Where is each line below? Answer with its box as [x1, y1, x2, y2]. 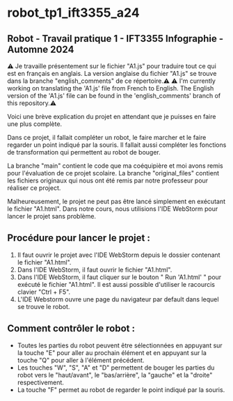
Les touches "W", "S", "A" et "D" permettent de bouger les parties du [17, 363, 215, 372]
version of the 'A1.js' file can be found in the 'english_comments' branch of [7, 92, 221, 100]
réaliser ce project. [7, 184, 61, 192]
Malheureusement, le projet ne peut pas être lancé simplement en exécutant [7, 197, 226, 205]
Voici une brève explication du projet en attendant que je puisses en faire [7, 113, 216, 120]
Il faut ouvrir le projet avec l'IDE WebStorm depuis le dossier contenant [17, 251, 220, 259]
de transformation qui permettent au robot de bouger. [7, 148, 161, 156]
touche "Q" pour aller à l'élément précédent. [17, 356, 145, 364]
